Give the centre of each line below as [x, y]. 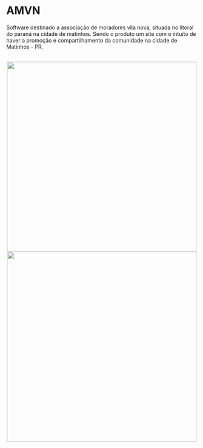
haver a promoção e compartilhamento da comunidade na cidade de [92, 40]
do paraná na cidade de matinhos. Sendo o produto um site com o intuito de [101, 33]
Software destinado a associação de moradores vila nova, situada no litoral [100, 27]
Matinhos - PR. [25, 47]
